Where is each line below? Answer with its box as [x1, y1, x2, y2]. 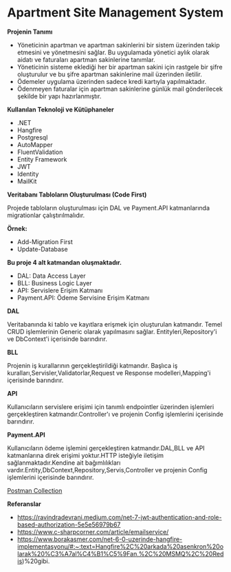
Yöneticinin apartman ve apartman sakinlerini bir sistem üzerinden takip [16, 41, 220, 49]
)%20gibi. [21, 557, 50, 565]
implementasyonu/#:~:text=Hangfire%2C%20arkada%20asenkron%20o [16, 542, 224, 551]
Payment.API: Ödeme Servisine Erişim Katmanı [16, 294, 150, 302]
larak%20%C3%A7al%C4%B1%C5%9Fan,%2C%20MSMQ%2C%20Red [16, 549, 224, 558]
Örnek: [7, 224, 27, 232]
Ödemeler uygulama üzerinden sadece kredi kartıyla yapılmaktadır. [16, 77, 207, 85]
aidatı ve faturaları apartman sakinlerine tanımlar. [16, 55, 156, 63]
